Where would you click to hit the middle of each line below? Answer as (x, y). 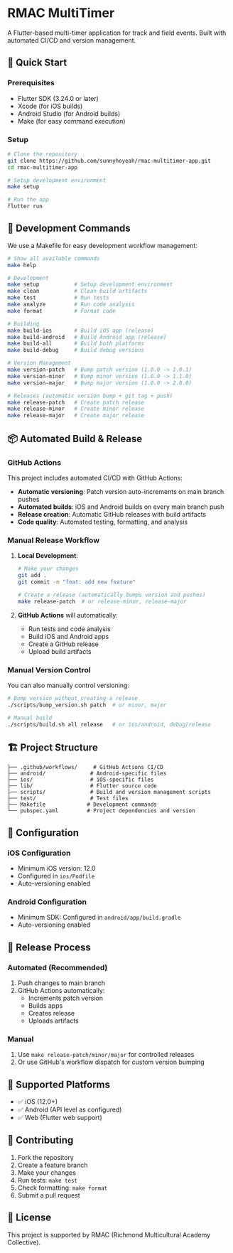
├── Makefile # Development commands (82, 805)
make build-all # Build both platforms (76, 344)
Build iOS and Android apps (69, 636)
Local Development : (48, 556)
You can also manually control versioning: (69, 685)
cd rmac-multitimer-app (43, 167)
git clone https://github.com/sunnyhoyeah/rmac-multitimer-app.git (109, 161)
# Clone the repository (43, 154)
